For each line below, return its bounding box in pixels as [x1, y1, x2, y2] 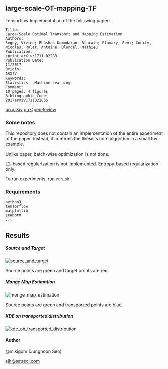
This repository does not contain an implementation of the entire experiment [5, 130, 163, 136]
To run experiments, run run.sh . [5, 176, 71, 182]
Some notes [5, 119, 35, 126]
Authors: [5, 36, 24, 41]
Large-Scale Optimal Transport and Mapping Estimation [5, 31, 123, 37]
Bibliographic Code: [5, 93, 49, 98]
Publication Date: [5, 58, 44, 63]
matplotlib [5, 208, 28, 213]
